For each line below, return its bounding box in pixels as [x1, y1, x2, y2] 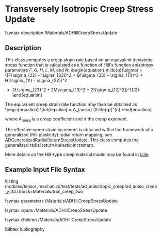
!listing [5, 178, 18, 184]
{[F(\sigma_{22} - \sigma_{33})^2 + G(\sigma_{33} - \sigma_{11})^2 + [5, 72, 143, 78]
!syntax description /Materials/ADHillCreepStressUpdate [5, 30, 118, 35]
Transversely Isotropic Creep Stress [5, 3, 154, 15]
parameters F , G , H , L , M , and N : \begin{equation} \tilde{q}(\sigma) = [5, 67, 143, 73]
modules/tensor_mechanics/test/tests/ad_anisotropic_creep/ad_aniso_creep [5, 184, 158, 189]
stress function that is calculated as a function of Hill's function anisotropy [5, 62, 154, 68]
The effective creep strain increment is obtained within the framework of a [5, 126, 154, 132]
